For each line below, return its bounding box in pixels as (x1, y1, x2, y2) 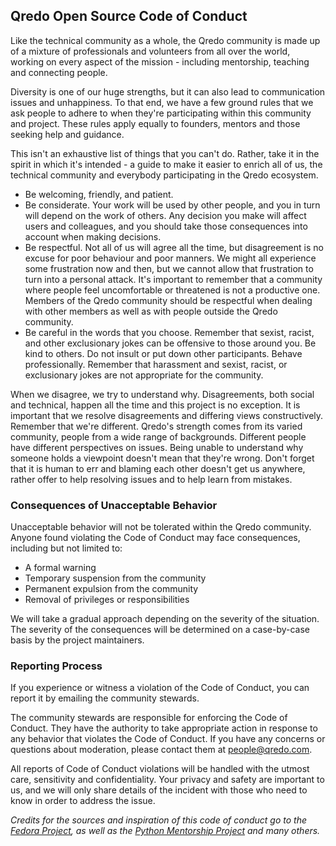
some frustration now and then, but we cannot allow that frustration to (24, 262, 314, 274)
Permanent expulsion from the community (24, 583, 199, 595)
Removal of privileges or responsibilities (24, 594, 190, 606)
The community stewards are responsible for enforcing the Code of (10, 712, 288, 724)
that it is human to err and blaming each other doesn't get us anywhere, (10, 462, 306, 474)
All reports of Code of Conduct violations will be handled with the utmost (10, 763, 310, 775)
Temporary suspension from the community (24, 572, 207, 584)
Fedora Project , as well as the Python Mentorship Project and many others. (10, 825, 321, 837)
